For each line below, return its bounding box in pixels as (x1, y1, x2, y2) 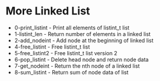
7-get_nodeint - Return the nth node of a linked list (14, 62, 140, 70)
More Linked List (5, 4, 91, 18)
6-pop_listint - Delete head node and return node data (14, 56, 149, 63)
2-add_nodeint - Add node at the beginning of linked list (14, 37, 154, 44)
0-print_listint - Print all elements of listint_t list (14, 24, 130, 31)
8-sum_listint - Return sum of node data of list (14, 68, 129, 76)
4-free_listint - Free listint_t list (14, 43, 90, 50)
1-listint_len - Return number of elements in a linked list (14, 30, 151, 37)
